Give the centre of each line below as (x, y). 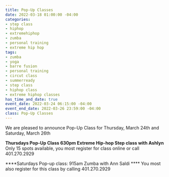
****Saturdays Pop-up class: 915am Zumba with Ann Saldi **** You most (83, 163)
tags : (11, 52)
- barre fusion (21, 66)
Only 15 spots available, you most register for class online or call (72, 148)
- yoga (12, 62)
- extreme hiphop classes (32, 95)
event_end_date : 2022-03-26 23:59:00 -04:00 (53, 109)
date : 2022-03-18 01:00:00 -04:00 (42, 15)
